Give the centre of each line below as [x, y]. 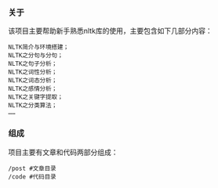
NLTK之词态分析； [33, 81]
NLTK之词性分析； [33, 72]
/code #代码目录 [32, 177]
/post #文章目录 [32, 168]
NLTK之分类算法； [33, 106]
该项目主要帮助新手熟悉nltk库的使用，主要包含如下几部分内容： [111, 31]
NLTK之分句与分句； [36, 56]
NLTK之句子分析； [33, 64]
